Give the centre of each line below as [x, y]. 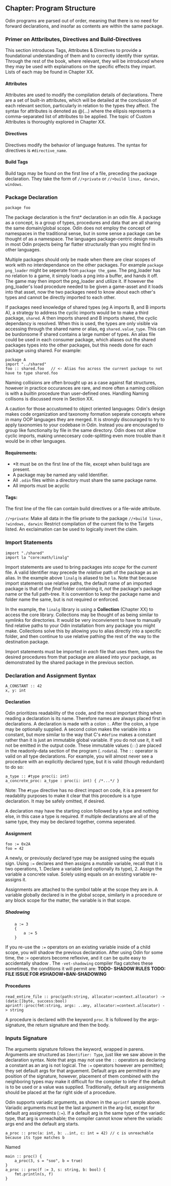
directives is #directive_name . [36, 150]
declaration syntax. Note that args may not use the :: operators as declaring [85, 1060]
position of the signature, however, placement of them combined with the [82, 1076]
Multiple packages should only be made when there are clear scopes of [80, 259]
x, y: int [16, 691]
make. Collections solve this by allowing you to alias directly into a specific [83, 631]
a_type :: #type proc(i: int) [37, 776]
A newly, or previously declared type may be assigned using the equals [80, 858]
